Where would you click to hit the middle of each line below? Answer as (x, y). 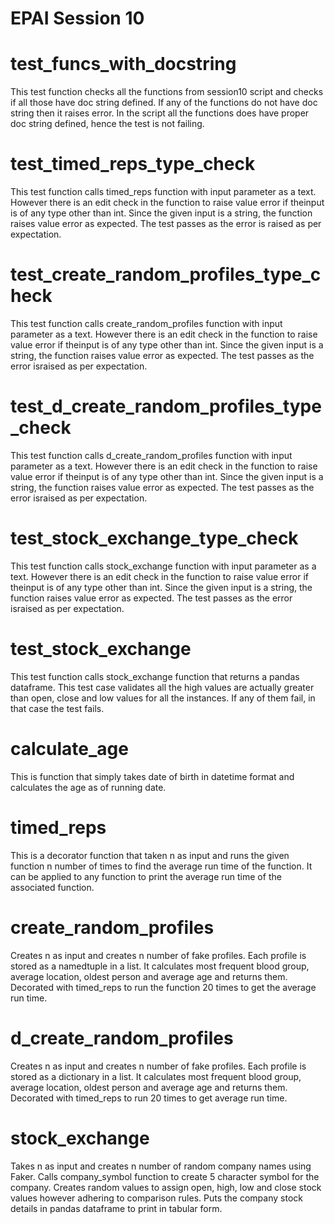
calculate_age (69, 749)
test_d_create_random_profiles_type (166, 406)
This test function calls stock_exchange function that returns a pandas (155, 676)
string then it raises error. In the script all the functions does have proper (160, 113)
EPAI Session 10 (77, 18)
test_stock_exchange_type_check (154, 538)
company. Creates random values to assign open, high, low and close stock (166, 1187)
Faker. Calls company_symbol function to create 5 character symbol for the (165, 1176)
